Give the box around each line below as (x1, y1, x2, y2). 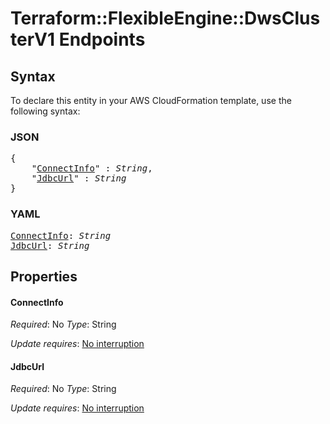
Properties (10, 268, 78, 285)
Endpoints (58, 28, 146, 51)
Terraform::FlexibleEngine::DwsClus (10, 7, 321, 30)
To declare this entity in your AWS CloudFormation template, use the (10, 95, 292, 106)
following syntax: (10, 105, 81, 117)
